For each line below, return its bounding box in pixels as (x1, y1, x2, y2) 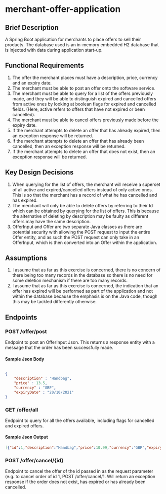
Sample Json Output (5, 434, 48, 440)
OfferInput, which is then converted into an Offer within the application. (12, 240, 157, 246)
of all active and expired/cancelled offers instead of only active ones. (12, 186, 153, 192)
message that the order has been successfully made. (5, 344, 114, 351)
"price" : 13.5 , (14, 381, 48, 386)
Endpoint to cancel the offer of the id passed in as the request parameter (5, 468, 154, 474)
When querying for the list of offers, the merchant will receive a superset (12, 181, 161, 187)
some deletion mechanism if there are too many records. (12, 277, 128, 284)
